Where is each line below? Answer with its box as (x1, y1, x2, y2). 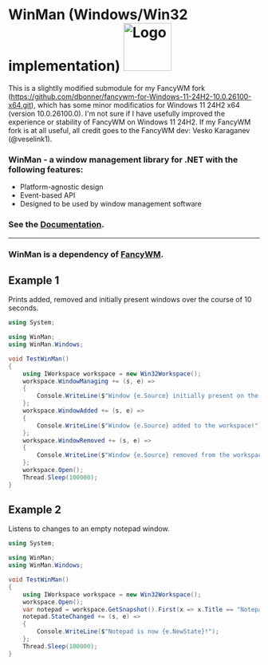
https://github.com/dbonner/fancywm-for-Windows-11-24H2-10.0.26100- (10, 92, 252, 101)
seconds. (8, 303, 39, 313)
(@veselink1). (8, 134, 53, 144)
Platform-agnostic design (19, 182, 104, 192)
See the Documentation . (8, 219, 105, 230)
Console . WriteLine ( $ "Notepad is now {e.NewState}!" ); (37, 628, 219, 635)
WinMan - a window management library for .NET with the (8, 154, 238, 165)
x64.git (8, 100, 32, 109)
